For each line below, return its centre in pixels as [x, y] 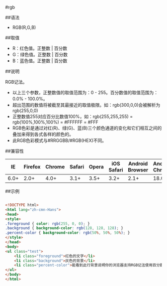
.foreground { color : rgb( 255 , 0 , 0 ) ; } [48, 224]
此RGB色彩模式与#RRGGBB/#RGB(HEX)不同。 [59, 141]
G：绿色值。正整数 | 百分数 [40, 55]
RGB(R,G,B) [24, 27]
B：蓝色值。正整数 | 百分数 [40, 61]
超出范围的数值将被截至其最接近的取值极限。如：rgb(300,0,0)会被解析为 [86, 105]
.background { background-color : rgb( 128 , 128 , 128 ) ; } [64, 228]
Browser [138, 170]
